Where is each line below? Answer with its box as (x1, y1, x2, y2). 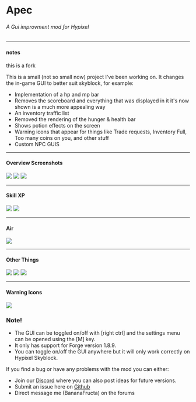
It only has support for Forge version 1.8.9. (14, 342, 117, 349)
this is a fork (6, 62, 36, 69)
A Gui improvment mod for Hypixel (6, 23, 89, 30)
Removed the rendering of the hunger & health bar (14, 115, 136, 123)
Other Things (6, 256, 39, 263)
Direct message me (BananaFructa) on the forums (14, 389, 135, 396)
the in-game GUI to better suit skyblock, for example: (6, 80, 134, 87)
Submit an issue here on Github (14, 383, 90, 390)
